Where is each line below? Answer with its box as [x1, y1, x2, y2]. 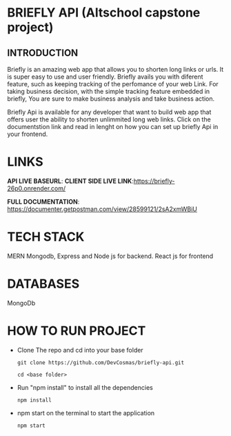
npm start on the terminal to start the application [17, 408, 155, 417]
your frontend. [7, 130, 48, 138]
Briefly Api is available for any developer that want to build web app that [7, 108, 212, 116]
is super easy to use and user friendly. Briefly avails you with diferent [7, 72, 203, 81]
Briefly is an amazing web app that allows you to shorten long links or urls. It [7, 66, 224, 73]
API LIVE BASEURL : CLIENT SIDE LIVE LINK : [7, 177, 134, 185]
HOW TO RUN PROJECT [7, 323, 146, 339]
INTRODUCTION [7, 47, 79, 59]
